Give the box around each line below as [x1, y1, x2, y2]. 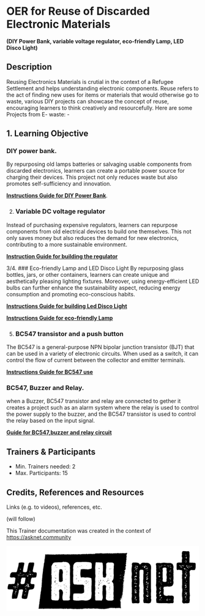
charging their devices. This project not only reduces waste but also [6, 173, 178, 181]
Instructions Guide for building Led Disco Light [6, 302, 127, 310]
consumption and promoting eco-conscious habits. [6, 290, 136, 298]
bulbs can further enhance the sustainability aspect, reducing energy [6, 284, 181, 291]
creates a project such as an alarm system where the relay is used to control [6, 404, 199, 411]
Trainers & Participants [6, 446, 96, 457]
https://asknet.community [6, 533, 72, 541]
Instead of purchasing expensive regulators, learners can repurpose [6, 221, 178, 228]
